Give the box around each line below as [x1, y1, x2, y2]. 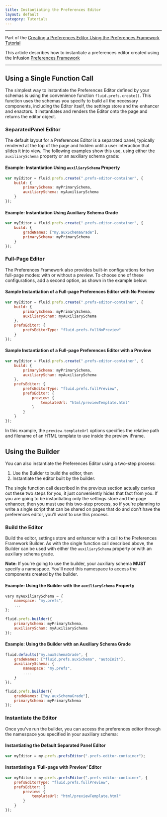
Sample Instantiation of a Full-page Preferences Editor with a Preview [5, 348, 152, 354]
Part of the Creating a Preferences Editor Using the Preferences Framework [5, 35, 160, 41]
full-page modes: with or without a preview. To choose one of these [5, 272, 144, 278]
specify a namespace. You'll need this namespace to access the [5, 566, 137, 572]
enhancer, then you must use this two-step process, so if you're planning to [5, 501, 161, 507]
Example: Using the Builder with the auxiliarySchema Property [5, 582, 135, 588]
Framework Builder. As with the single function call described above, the [5, 541, 154, 546]
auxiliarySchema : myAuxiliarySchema [23, 189, 99, 194]
